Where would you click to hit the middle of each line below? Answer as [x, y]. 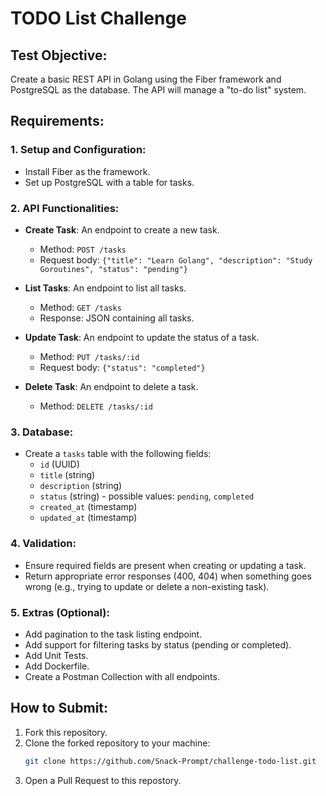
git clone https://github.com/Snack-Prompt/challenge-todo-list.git [170, 761]
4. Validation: [43, 544]
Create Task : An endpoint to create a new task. [122, 229]
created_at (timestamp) [88, 507]
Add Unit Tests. [56, 655]
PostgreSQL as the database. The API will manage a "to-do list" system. [158, 90]
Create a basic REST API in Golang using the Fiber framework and [146, 79]
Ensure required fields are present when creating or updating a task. [165, 565]
